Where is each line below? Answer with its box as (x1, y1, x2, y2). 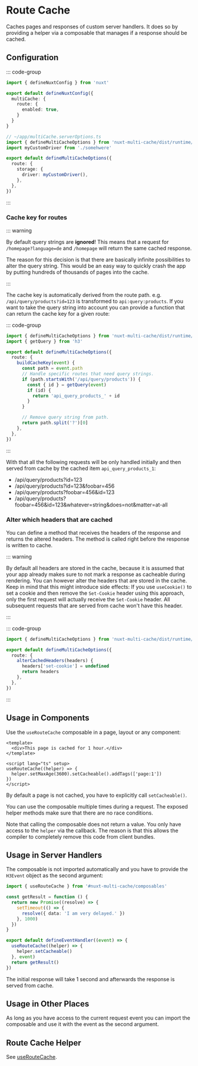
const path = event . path (21, 366, 83, 372)
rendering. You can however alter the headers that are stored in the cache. (6, 577, 187, 584)
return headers (21, 669, 60, 675)
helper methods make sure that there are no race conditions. (6, 809, 153, 816)
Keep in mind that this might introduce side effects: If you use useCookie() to (6, 583, 192, 590)
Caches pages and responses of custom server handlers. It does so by (6, 23, 179, 30)
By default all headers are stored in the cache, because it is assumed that (6, 564, 184, 571)
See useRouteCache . (6, 1054, 57, 1061)
